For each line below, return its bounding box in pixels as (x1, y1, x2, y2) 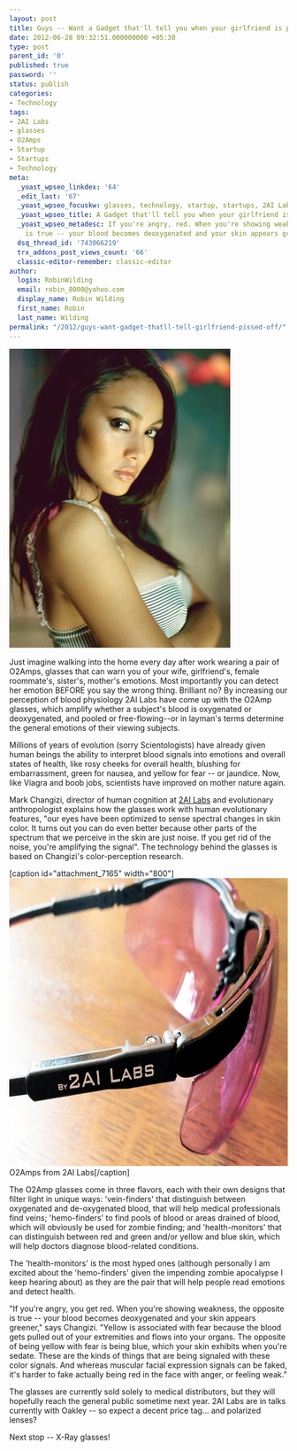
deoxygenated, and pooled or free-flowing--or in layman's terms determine (9, 713, 285, 724)
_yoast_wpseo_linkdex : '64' (17, 182, 121, 191)
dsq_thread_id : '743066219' (17, 238, 121, 247)
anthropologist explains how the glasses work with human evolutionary (9, 803, 268, 814)
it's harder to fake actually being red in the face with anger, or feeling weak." (9, 1369, 287, 1379)
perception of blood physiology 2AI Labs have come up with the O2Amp (9, 694, 272, 704)
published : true (9, 61, 69, 70)
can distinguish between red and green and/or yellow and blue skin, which (9, 1231, 280, 1242)
